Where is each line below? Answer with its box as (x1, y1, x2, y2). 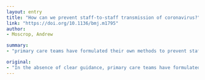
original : (6, 59, 32, 65)
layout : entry (6, 8, 43, 15)
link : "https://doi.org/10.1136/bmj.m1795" (6, 20, 119, 26)
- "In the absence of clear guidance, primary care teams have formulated (6, 64, 201, 70)
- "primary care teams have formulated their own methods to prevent (6, 48, 187, 55)
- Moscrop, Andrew (6, 32, 53, 38)
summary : (6, 42, 29, 48)
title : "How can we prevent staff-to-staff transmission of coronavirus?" (6, 15, 201, 21)
